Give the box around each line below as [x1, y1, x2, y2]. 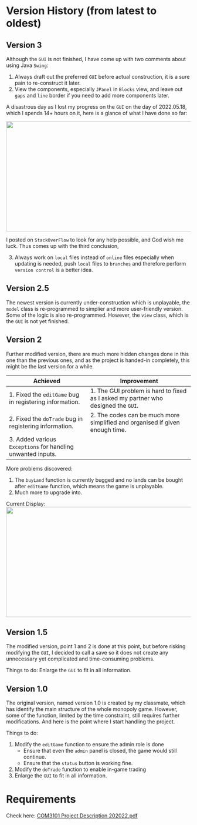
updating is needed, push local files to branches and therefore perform [14, 260, 186, 267]
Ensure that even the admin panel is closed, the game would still [23, 747, 177, 754]
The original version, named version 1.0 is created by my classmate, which [6, 699, 186, 706]
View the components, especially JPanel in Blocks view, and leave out [14, 86, 183, 92]
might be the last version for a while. [6, 363, 94, 370]
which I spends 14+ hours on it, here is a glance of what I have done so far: [6, 110, 188, 116]
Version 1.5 [6, 628, 48, 638]
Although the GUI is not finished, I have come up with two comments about [6, 56, 186, 62]
